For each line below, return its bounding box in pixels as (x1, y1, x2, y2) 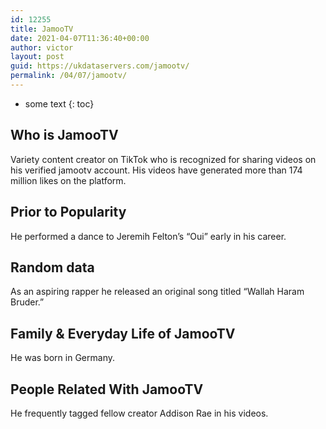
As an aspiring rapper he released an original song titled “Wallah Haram (10, 286, 305, 298)
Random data (10, 259, 95, 276)
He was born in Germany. (10, 352, 115, 364)
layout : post (10, 52, 65, 62)
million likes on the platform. (10, 174, 127, 186)
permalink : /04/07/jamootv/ (10, 71, 128, 81)
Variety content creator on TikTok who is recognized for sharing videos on (10, 153, 317, 165)
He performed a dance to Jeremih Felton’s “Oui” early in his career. (10, 230, 287, 242)
